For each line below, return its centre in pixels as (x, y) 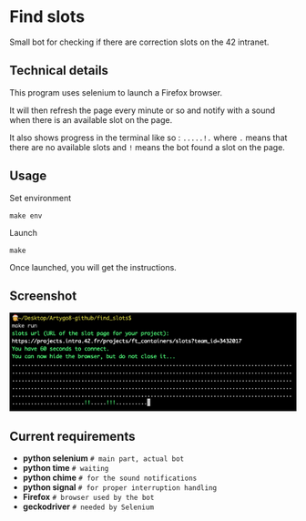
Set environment (41, 198)
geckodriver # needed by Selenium (88, 506)
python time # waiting (66, 468)
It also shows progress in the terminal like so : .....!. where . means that (148, 138)
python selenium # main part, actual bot (103, 458)
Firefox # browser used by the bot (88, 497)
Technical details (59, 71)
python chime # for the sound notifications (110, 478)
